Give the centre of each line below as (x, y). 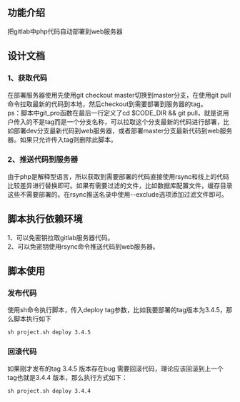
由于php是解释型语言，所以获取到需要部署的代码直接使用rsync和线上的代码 (119, 176)
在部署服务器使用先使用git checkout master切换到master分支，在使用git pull (119, 95)
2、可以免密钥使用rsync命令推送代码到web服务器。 (83, 246)
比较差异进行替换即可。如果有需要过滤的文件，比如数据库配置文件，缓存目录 (120, 185)
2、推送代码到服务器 (43, 160)
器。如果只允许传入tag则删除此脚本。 (62, 139)
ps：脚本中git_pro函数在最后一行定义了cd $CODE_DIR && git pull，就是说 (115, 113)
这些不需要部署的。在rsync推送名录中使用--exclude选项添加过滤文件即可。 (118, 194)
